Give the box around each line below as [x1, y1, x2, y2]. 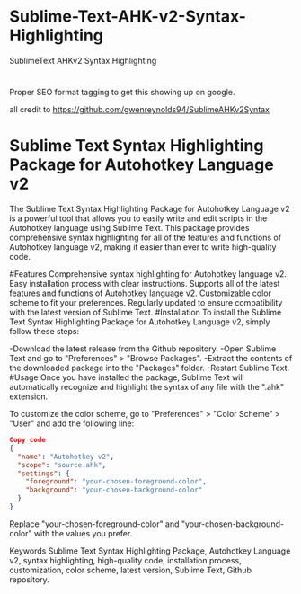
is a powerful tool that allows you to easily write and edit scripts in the [9, 213, 268, 224]
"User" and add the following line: [9, 418, 135, 429]
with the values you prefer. [33, 528, 133, 538]
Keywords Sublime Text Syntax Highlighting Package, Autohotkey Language [9, 545, 291, 556]
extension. [9, 391, 49, 402]
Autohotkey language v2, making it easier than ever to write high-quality [9, 242, 277, 253]
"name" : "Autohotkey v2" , [17, 452, 115, 461]
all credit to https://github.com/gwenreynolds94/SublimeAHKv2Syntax [9, 104, 270, 115]
